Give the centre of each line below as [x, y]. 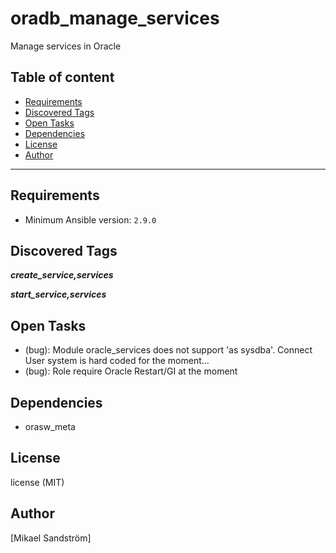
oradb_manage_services [115, 18]
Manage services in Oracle [66, 46]
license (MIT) [37, 482]
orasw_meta [50, 426]
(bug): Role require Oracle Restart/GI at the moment [131, 371]
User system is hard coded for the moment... [117, 361]
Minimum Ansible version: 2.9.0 [90, 219]
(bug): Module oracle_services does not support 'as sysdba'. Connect [168, 350]
